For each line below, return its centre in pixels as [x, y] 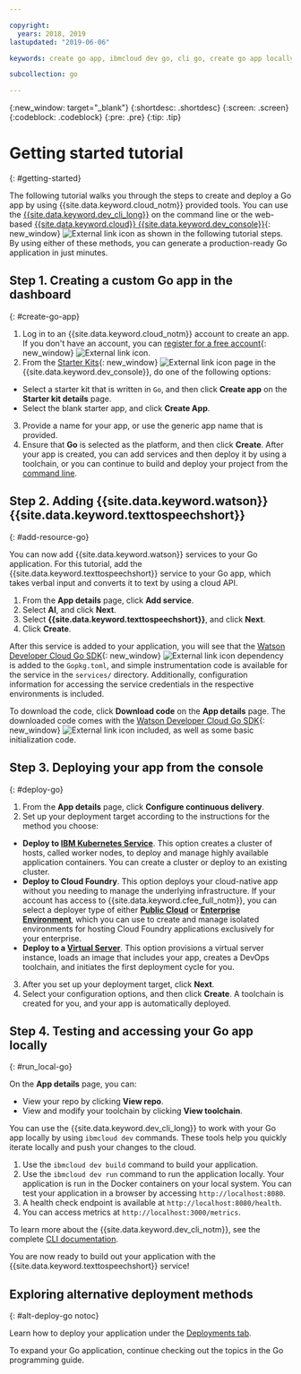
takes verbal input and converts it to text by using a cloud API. [124, 582]
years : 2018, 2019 [52, 34]
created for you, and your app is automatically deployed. [126, 1003]
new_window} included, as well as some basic [132, 730]
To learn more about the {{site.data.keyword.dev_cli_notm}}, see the [135, 1230]
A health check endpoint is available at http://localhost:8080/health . [152, 1203]
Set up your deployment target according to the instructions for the [146, 816]
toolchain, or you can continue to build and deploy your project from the [155, 463]
